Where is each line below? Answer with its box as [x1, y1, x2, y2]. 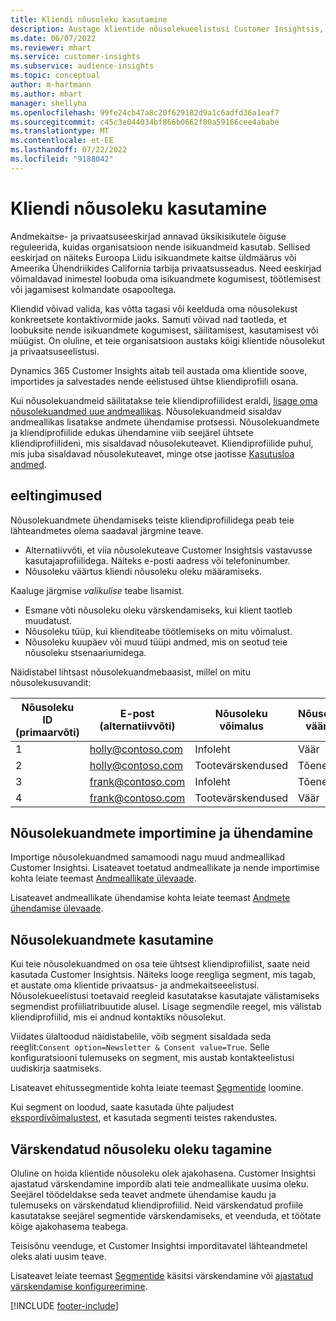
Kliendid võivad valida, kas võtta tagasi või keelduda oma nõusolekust [10, 302, 298, 315]
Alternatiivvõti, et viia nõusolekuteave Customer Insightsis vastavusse [24, 544, 313, 556]
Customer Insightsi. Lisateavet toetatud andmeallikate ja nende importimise [10, 862, 320, 874]
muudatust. [24, 614, 72, 626]
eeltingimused [10, 487, 103, 505]
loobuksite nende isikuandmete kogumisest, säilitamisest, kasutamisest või [10, 324, 319, 336]
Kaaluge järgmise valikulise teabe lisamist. [10, 584, 185, 596]
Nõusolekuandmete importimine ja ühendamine [10, 824, 314, 841]
